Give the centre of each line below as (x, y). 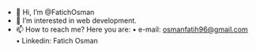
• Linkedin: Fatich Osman (57, 41)
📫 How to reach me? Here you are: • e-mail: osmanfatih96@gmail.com (132, 29)
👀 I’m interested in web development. (76, 20)
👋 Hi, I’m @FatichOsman (55, 12)
